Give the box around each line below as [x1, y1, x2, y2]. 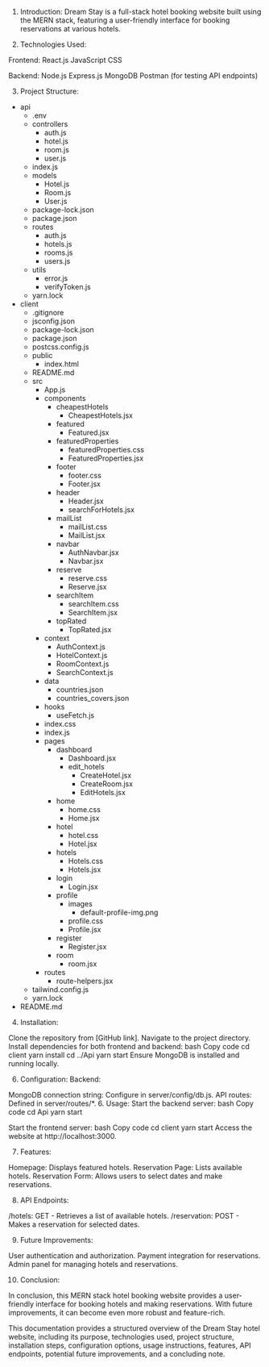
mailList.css [68, 522, 107, 531]
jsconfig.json [31, 316, 75, 326]
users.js [43, 256, 71, 265]
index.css [43, 719, 77, 728]
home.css [68, 805, 101, 814]
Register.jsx [68, 942, 107, 951]
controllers [31, 119, 68, 128]
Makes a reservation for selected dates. [8, 1219, 140, 1229]
